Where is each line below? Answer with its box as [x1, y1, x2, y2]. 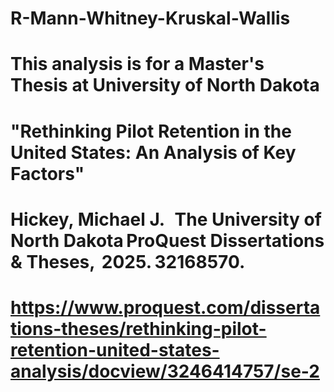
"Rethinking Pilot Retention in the [10, 120, 292, 142]
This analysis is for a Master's [10, 53, 265, 76]
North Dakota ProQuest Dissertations [10, 229, 325, 252]
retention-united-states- [10, 338, 220, 361]
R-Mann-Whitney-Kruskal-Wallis [10, 7, 291, 30]
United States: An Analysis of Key [10, 141, 297, 164]
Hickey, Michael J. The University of [10, 208, 322, 231]
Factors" [10, 162, 85, 185]
